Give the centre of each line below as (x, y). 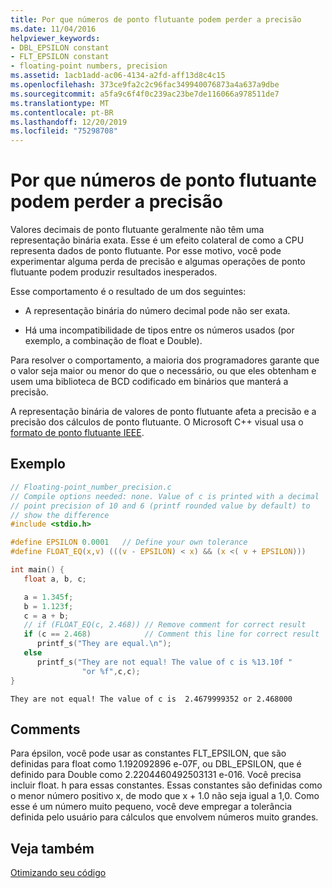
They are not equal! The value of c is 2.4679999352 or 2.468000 (151, 699)
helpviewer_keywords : (55, 38)
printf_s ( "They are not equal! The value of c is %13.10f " (164, 662)
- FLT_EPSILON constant (60, 57)
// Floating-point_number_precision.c (91, 487)
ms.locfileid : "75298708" (64, 131)
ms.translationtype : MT (60, 103)
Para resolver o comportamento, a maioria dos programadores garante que (165, 360)
